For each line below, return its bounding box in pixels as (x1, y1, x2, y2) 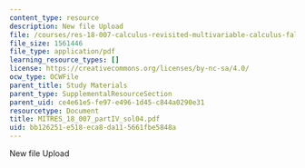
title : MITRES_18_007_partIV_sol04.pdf (9, 114, 161, 124)
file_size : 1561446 (9, 38, 84, 48)
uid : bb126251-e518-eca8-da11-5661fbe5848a (9, 124, 177, 133)
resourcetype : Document (9, 106, 100, 115)
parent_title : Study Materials (9, 81, 128, 90)
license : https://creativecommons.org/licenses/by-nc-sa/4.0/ (9, 64, 250, 74)
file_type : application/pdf (9, 47, 116, 56)
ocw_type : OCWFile (9, 73, 79, 82)
